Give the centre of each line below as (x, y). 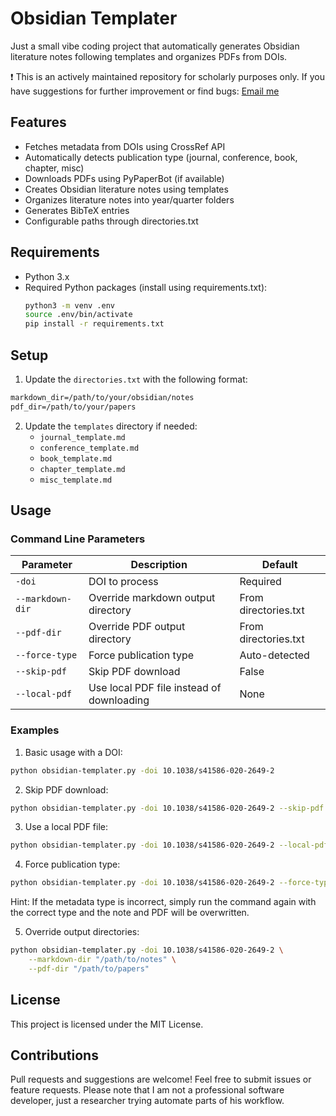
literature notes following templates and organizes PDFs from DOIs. (149, 56)
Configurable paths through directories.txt (111, 221)
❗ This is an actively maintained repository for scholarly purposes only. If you (167, 76)
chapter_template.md (82, 469)
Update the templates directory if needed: (111, 426)
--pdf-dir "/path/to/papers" (89, 968)
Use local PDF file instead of (155, 688)
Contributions (54, 1055)
